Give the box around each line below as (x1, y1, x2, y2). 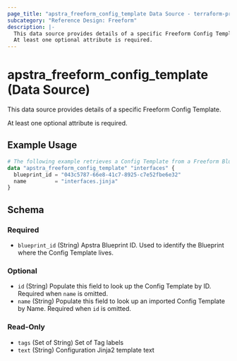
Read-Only (7, 322, 46, 332)
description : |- (7, 23, 55, 30)
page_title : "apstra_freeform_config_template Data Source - (7, 10, 191, 18)
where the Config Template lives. (17, 248, 114, 257)
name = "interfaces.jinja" (13, 178, 119, 185)
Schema (7, 204, 44, 216)
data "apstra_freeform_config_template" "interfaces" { (7, 164, 175, 171)
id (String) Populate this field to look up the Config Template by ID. (17, 282, 212, 290)
